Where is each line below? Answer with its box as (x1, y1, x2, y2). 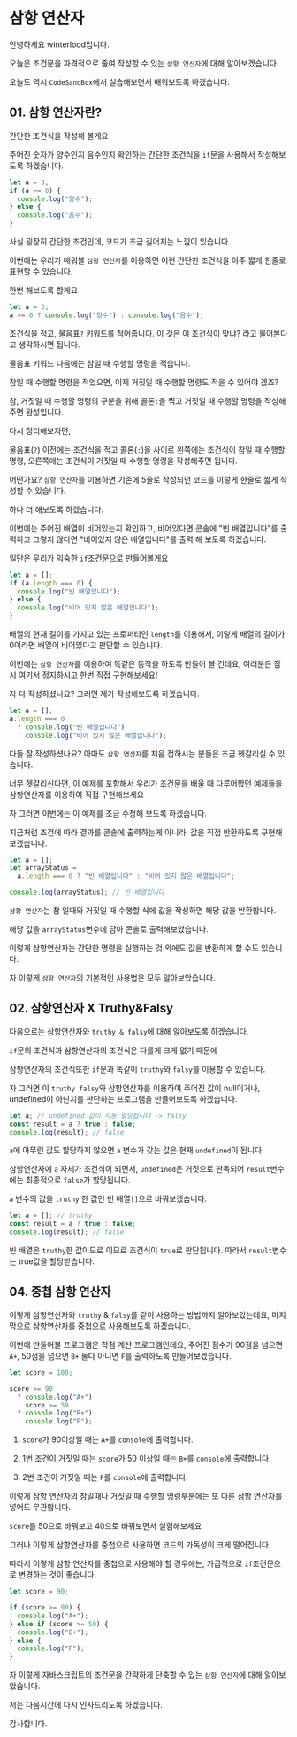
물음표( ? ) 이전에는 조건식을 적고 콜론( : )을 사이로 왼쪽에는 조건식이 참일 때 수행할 (9, 444, 286, 454)
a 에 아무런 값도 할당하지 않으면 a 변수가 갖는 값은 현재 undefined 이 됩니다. (9, 1144, 265, 1156)
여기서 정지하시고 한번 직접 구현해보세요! (18, 670, 158, 680)
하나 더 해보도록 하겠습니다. (9, 504, 104, 515)
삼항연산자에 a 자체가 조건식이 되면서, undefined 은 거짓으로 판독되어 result (9, 1164, 271, 1175)
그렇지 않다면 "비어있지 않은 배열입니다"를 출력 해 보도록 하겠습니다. (32, 533, 267, 545)
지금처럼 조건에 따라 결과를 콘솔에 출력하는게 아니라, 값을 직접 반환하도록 (9, 826, 259, 837)
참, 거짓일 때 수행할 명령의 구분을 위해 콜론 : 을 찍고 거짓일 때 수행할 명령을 (9, 395, 263, 406)
